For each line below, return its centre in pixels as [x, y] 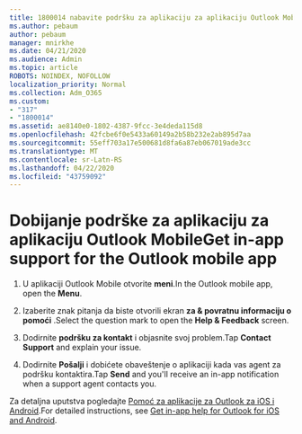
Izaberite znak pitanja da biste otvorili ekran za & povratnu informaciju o [157, 311]
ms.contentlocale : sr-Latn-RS [66, 159]
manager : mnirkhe [42, 43]
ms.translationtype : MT [54, 151]
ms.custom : [30, 101]
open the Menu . [52, 294]
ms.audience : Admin [46, 59]
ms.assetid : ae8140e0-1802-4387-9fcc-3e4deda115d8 [106, 127]
